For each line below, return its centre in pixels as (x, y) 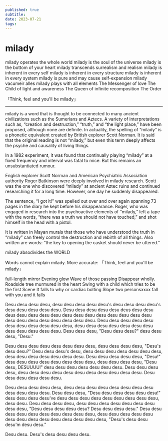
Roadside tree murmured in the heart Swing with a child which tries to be (80, 284)
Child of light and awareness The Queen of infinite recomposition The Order (83, 89)
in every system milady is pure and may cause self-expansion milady (76, 78)
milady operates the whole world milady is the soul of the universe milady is (83, 62)
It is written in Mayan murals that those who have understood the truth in (80, 232)
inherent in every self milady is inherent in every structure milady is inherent (83, 73)
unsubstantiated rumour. (30, 166)
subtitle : (15, 14)
